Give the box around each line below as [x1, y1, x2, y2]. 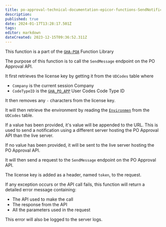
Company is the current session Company [12, 82, 94, 88]
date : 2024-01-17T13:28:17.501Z [5, 21, 72, 26]
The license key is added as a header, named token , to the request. [5, 171, 142, 177]
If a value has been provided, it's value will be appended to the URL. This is [5, 122, 158, 128]
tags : [5, 26, 16, 31]
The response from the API [12, 201, 68, 207]
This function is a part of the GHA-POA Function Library [5, 48, 114, 55]
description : [5, 12, 32, 17]
